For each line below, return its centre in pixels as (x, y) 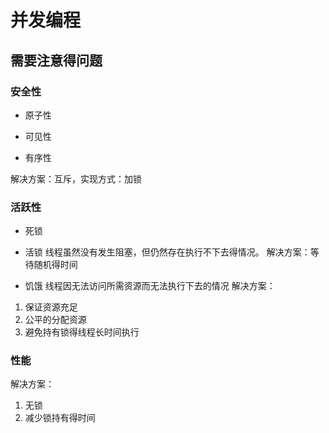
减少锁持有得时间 (60, 418)
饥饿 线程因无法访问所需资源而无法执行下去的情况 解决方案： (150, 286)
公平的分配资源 (55, 320)
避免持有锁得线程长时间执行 (82, 332)
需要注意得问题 (56, 60)
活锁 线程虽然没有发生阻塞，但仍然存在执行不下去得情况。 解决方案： (167, 252)
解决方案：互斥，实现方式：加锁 (76, 178)
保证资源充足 (51, 307)
